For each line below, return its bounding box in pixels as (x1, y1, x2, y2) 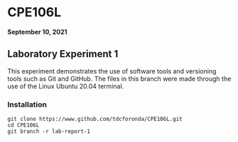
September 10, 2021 (7, 28, 67, 36)
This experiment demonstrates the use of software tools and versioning (7, 66, 217, 75)
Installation (7, 100, 48, 110)
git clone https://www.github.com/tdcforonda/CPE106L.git (7, 116, 183, 123)
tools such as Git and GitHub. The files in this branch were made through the (7, 74, 232, 83)
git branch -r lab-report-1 (7, 128, 91, 135)
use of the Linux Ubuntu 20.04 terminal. (7, 82, 124, 90)
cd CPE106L (7, 122, 40, 129)
